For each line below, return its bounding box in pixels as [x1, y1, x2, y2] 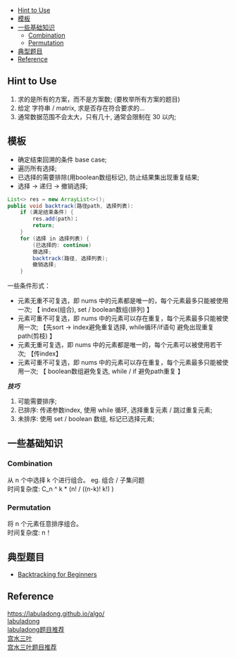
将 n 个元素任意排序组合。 [7, 520, 83, 528]
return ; [32, 222, 55, 229]
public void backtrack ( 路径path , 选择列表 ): [7, 202, 134, 209]
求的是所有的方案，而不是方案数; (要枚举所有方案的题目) [17, 95, 181, 103]
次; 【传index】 [17, 349, 62, 358]
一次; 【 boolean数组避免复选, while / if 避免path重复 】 [23, 367, 185, 376]
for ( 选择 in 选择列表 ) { [20, 235, 89, 242]
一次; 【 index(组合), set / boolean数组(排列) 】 [17, 305, 154, 314]
